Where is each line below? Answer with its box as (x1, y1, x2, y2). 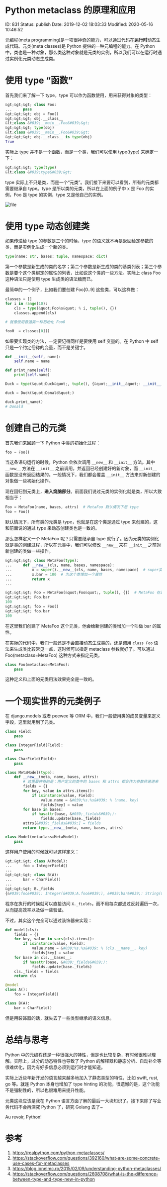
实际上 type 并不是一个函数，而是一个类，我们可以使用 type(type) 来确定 (5, 149, 154, 155)
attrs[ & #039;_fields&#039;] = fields (23, 821, 101, 826)
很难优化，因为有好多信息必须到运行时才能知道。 (5, 1064, 105, 1070)
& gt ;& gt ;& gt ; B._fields (5, 886, 55, 891)
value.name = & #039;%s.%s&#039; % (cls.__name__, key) (31, 946, 148, 951)
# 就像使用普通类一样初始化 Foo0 (5, 319, 66, 324)
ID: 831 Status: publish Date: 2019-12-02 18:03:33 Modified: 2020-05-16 (5, 21, 153, 27)
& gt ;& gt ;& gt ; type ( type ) (5, 165, 57, 170)
